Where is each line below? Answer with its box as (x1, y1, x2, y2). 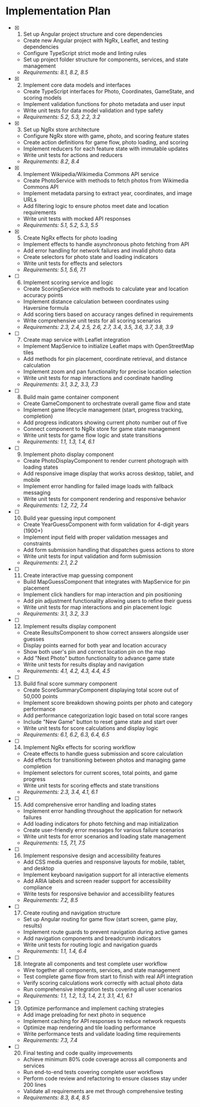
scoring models (23, 94, 62, 101)
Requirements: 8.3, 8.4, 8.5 (23, 1094, 90, 1101)
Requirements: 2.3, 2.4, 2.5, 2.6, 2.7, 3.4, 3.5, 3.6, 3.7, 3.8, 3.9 (23, 323, 174, 330)
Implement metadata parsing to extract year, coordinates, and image (23, 189, 192, 197)
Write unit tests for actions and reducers (23, 151, 123, 158)
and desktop (23, 864, 54, 871)
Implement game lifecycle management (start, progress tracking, (23, 406, 183, 413)
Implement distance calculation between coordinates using (23, 298, 169, 305)
